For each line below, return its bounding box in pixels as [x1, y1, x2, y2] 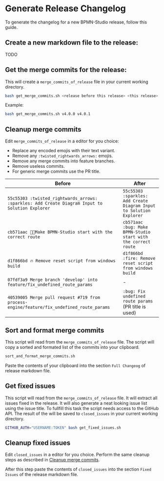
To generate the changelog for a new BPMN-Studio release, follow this [5, 19, 147, 25]
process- [7, 299, 28, 305]
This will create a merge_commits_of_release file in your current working [5, 79, 148, 85]
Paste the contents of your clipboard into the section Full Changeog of [5, 363, 145, 368]
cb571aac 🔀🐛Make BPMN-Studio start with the [7, 229, 113, 235]
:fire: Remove [123, 255, 156, 261]
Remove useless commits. [12, 163, 65, 169]
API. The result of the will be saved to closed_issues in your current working [5, 411, 158, 416]
